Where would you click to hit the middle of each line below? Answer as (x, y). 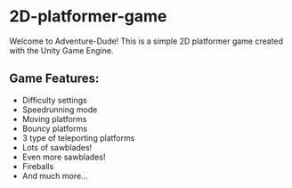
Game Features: (54, 79)
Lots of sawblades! (57, 147)
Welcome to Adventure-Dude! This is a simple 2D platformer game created (146, 41)
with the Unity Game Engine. (61, 50)
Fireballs (38, 166)
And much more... (55, 176)
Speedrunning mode (60, 110)
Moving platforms (54, 119)
